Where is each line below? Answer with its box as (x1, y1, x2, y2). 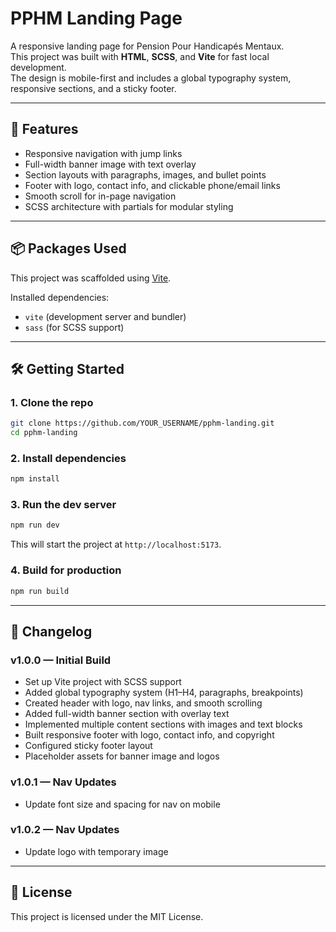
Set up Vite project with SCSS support (24, 676, 182, 688)
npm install (10, 474, 60, 484)
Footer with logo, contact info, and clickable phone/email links (24, 179, 281, 191)
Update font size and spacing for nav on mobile (24, 798, 221, 810)
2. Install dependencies (10, 451, 127, 465)
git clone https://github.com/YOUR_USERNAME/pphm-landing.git (10, 418, 275, 429)
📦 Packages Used (10, 240, 127, 257)
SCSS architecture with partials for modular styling (24, 200, 234, 212)
